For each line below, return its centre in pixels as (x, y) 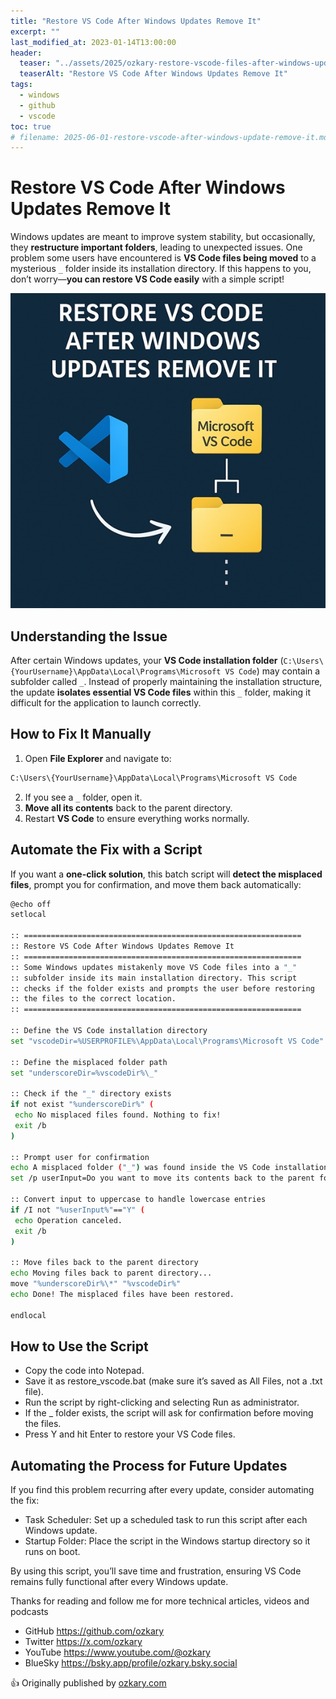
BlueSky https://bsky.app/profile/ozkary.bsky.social (131, 1663)
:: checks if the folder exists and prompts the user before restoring (162, 988)
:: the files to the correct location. (93, 999)
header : (26, 53)
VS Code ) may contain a (272, 671)
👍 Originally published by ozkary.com (88, 1683)
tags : (21, 85)
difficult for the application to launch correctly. (106, 703)
